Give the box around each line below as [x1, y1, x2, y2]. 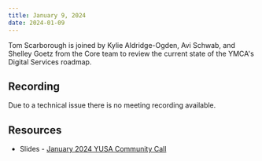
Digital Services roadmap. [8, 57, 92, 67]
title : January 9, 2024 [8, 11, 87, 20]
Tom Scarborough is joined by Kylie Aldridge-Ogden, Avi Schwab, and [8, 40, 236, 49]
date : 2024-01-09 [8, 19, 65, 27]
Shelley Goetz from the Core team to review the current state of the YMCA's [8, 49, 254, 58]
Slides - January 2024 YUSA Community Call [19, 145, 167, 154]
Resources [8, 123, 62, 137]
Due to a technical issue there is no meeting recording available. [8, 101, 216, 110]
